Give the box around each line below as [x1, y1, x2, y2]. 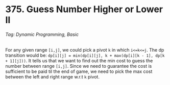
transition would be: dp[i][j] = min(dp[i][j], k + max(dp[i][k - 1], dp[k [5, 52, 165, 59]
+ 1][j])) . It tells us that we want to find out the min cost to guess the [5, 58, 153, 64]
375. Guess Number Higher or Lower [5, 4, 163, 15]
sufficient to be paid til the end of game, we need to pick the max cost [5, 68, 153, 74]
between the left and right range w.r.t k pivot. [5, 74, 100, 80]
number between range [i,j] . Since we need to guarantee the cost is [5, 63, 152, 69]
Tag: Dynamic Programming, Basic [5, 31, 79, 37]
